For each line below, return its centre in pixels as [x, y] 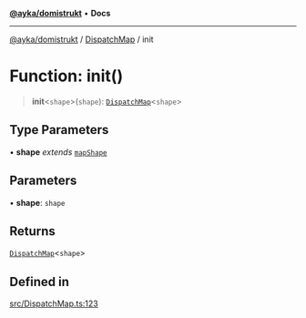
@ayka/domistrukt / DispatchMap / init [82, 39]
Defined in [40, 282]
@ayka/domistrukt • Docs [60, 13]
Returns [33, 231]
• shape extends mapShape [58, 152]
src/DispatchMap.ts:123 [54, 303]
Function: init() [66, 76]
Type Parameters [59, 130]
